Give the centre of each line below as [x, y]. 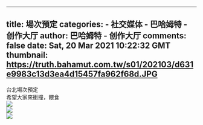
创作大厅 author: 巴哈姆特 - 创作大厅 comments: [96, 36]
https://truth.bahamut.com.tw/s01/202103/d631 [100, 65]
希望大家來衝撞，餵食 [33, 97]
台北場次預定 [22, 89]
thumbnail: [27, 55]
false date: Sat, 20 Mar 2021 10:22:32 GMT [89, 46]
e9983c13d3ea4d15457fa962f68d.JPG [82, 74]
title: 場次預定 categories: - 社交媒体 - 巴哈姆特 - [97, 25]
